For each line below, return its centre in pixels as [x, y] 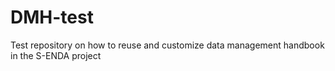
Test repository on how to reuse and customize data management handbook [167, 45]
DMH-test [52, 17]
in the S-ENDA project [56, 55]
